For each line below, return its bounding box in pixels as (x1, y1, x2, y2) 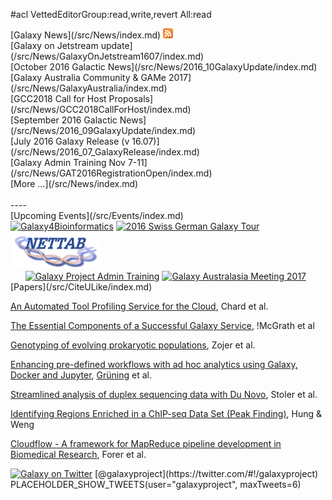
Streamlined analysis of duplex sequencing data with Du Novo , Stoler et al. (10, 389, 318, 400)
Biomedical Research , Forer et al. (10, 449, 147, 460)
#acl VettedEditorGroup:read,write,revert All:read (10, 9, 212, 20)
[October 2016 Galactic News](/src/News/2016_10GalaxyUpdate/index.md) (10, 61, 318, 73)
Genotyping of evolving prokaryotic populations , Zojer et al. (10, 339, 256, 351)
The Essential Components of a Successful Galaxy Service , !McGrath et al (10, 320, 315, 331)
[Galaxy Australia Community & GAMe (10, 72, 167, 83)
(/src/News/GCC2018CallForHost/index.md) (10, 104, 192, 115)
